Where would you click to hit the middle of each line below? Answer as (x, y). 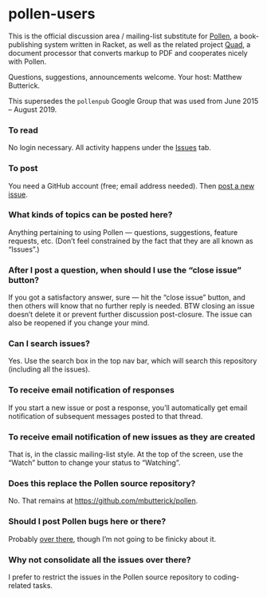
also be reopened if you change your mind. (79, 323)
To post (23, 169)
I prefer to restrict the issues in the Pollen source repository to (110, 577)
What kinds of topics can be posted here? (90, 215)
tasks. (43, 585)
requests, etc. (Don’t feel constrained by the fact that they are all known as (131, 241)
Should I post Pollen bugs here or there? (87, 522)
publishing (26, 44)
